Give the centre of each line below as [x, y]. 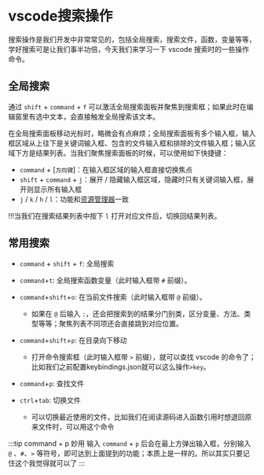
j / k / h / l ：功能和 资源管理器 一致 [74, 199]
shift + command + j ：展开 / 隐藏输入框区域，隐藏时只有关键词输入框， [133, 179]
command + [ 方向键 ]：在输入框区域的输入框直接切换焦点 [106, 169]
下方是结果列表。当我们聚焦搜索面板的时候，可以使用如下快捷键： [121, 153]
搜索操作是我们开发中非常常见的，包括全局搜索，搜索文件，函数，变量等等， [132, 39]
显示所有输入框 [58, 189]
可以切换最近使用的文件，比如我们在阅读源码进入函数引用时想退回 [138, 417]
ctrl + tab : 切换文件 [50, 400]
